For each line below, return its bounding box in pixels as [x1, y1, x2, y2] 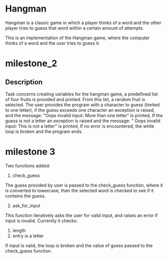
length [12, 227, 26, 233]
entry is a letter [12, 232, 44, 239]
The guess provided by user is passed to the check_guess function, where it [5, 182, 163, 188]
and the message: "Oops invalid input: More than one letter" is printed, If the [5, 112, 163, 118]
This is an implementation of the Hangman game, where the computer [5, 35, 150, 41]
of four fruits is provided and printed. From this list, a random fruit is [5, 96, 145, 102]
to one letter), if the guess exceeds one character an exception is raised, [5, 107, 155, 113]
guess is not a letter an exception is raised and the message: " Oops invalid [5, 118, 160, 124]
